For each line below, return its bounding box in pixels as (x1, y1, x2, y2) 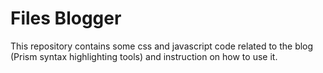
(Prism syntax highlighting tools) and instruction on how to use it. (10, 50, 278, 62)
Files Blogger (10, 7, 122, 30)
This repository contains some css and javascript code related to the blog (10, 40, 314, 52)
